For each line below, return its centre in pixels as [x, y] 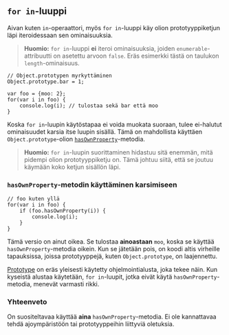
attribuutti [38, 56]
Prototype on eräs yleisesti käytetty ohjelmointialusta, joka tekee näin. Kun [112, 270]
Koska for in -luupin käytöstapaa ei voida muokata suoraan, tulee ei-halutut [115, 124]
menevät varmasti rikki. [66, 284]
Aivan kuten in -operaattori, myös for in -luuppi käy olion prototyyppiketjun [114, 27]
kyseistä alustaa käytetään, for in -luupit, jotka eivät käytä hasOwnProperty [112, 277]
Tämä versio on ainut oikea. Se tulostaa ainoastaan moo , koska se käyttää [111, 242]
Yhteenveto [27, 302]
